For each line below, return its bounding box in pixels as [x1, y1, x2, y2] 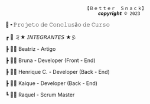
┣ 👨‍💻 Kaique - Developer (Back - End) [5, 80, 98, 87]
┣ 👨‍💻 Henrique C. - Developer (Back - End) [5, 69, 110, 75]
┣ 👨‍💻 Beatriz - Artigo [5, 45, 56, 52]
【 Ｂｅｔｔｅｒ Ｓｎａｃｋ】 [84, 5, 147, 11]
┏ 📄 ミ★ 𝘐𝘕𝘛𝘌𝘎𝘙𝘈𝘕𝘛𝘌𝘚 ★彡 [5, 34, 77, 40]
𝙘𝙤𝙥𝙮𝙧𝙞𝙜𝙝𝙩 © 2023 [97, 11, 141, 17]
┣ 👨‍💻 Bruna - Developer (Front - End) [5, 57, 96, 64]
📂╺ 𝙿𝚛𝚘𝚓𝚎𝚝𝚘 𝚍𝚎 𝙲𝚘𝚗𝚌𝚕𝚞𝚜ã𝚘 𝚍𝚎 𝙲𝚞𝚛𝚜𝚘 [5, 21, 110, 28]
